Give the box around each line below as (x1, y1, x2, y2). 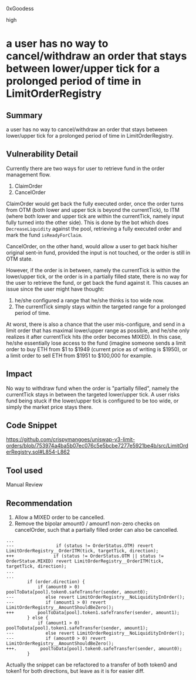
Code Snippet (6, 421, 58, 431)
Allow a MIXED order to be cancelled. (14, 514, 105, 521)
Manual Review (6, 481, 43, 488)
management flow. (6, 171, 51, 178)
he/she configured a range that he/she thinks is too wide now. (14, 296, 165, 304)
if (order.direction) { (27, 579, 85, 585)
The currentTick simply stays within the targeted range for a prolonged (14, 303, 186, 310)
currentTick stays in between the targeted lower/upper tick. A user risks (6, 391, 180, 398)
